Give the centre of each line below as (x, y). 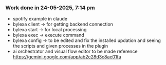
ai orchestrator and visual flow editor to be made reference (75, 51)
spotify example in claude (40, 19)
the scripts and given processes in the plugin (60, 46)
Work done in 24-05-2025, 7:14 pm (50, 8)
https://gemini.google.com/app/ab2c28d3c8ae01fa (67, 57)
